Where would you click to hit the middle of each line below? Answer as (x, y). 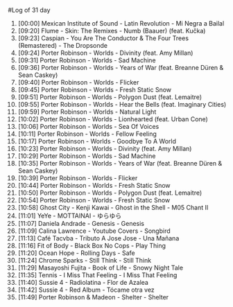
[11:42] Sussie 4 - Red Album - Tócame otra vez (86, 290)
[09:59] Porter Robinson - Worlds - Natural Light (87, 112)
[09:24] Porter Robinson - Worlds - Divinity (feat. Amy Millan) (105, 53)
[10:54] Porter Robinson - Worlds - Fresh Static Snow (94, 200)
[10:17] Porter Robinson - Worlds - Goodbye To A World (97, 141)
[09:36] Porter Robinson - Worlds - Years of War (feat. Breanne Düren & (121, 68)
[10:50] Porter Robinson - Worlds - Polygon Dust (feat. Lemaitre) (110, 193)
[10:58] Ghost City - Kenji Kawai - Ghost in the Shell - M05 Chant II (113, 208)
